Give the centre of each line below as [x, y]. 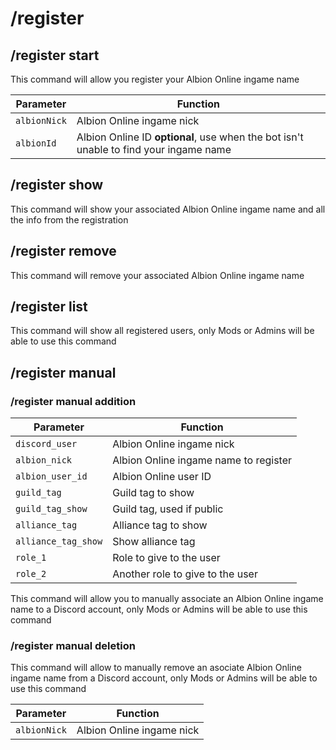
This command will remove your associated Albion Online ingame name [157, 275]
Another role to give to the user [185, 574]
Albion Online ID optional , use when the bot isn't [190, 137]
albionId [36, 143]
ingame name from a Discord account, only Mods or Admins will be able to [164, 678]
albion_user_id [51, 476]
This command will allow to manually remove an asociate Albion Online [156, 668]
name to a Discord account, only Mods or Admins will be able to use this [159, 609]
